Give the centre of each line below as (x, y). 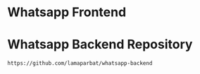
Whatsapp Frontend (67, 12)
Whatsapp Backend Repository (100, 45)
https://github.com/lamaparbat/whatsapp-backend (80, 63)
